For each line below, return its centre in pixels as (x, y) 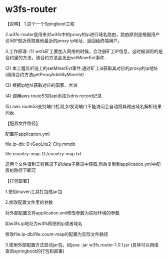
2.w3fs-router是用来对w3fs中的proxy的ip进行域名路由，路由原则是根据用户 (82, 34)
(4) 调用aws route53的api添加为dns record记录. (54, 96)
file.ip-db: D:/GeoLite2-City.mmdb (40, 144)
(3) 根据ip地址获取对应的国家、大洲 (41, 85)
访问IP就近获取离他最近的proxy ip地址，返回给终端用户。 (64, 41)
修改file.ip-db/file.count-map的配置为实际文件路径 (57, 234)
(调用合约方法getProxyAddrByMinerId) (44, 74)
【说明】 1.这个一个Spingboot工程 (40, 24)
